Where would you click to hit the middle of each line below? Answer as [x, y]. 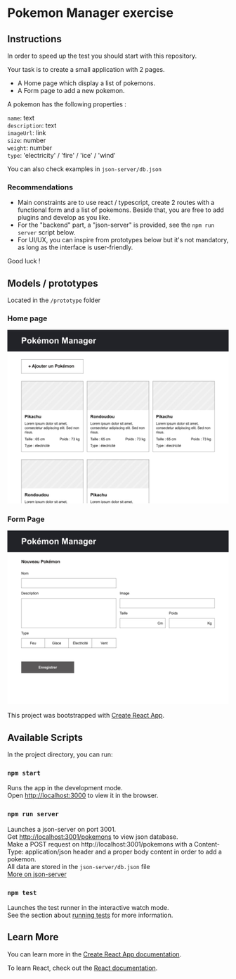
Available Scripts [45, 737]
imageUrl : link [27, 133]
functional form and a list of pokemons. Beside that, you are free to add [121, 210]
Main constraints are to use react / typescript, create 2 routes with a [116, 203]
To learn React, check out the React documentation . [83, 968]
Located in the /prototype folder [54, 300]
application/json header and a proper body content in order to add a [124, 852]
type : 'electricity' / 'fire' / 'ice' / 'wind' [61, 155]
